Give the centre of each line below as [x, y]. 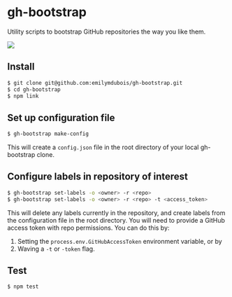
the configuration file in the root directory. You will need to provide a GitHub [116, 220]
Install [21, 67]
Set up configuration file [61, 117]
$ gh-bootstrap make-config [48, 134]
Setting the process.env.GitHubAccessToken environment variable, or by [119, 241]
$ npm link [23, 96]
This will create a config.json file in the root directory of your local [103, 147]
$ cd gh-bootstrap [34, 89]
